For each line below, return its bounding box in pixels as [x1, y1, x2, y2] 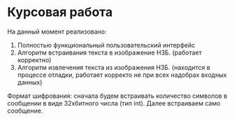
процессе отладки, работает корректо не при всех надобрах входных [17, 71, 227, 79]
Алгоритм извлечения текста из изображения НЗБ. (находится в [17, 63, 211, 71]
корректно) [17, 55, 52, 64]
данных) [17, 78, 43, 86]
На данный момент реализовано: [7, 27, 107, 36]
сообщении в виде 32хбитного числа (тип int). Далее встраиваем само [7, 99, 221, 107]
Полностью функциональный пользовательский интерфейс [17, 41, 196, 49]
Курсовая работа [7, 4, 113, 20]
